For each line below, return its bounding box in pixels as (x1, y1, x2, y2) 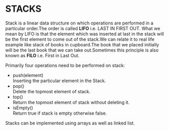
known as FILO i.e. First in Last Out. (5, 52, 80, 59)
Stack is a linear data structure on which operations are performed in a (5, 20, 154, 26)
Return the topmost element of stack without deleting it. (12, 99, 130, 105)
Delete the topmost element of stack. (12, 88, 91, 94)
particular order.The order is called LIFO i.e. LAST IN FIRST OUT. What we (5, 25, 160, 31)
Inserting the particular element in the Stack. (12, 77, 106, 84)
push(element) (12, 72, 44, 78)
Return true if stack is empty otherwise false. (12, 110, 107, 116)
